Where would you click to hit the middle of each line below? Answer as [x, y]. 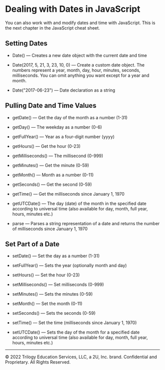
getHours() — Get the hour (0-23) [46, 146]
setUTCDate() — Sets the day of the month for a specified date [76, 332]
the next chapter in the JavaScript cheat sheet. [53, 28]
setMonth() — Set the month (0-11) [47, 303]
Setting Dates [26, 44]
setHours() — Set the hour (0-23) [46, 275]
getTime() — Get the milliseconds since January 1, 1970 [68, 194]
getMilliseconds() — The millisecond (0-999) [58, 156]
